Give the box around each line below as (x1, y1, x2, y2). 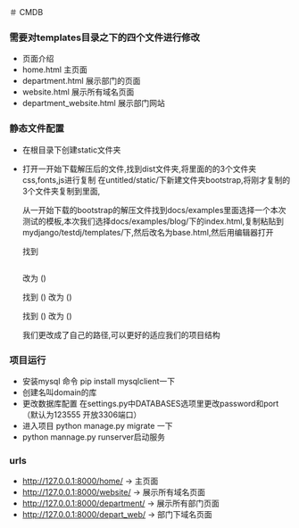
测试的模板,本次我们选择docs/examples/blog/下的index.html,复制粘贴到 (21, 216, 284, 227)
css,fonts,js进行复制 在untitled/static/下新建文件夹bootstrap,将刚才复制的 (21, 174, 291, 185)
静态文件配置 (9, 122, 65, 135)
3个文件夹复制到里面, (21, 186, 101, 196)
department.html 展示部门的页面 (21, 76, 141, 87)
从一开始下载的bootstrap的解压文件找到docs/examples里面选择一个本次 (21, 204, 287, 215)
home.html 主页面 (21, 64, 87, 75)
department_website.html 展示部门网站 (21, 98, 165, 109)
